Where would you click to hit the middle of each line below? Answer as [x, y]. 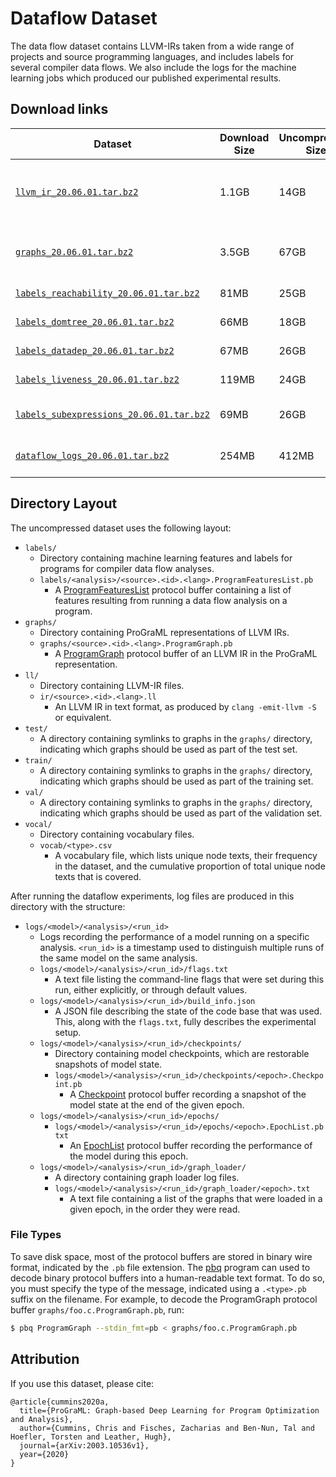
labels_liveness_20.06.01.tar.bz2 [97, 379]
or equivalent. [83, 717]
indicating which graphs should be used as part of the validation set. [181, 813]
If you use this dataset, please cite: [82, 1383]
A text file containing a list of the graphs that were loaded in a [196, 1198]
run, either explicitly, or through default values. [151, 989]
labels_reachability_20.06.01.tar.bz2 [107, 293]
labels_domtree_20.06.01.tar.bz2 [95, 321]
